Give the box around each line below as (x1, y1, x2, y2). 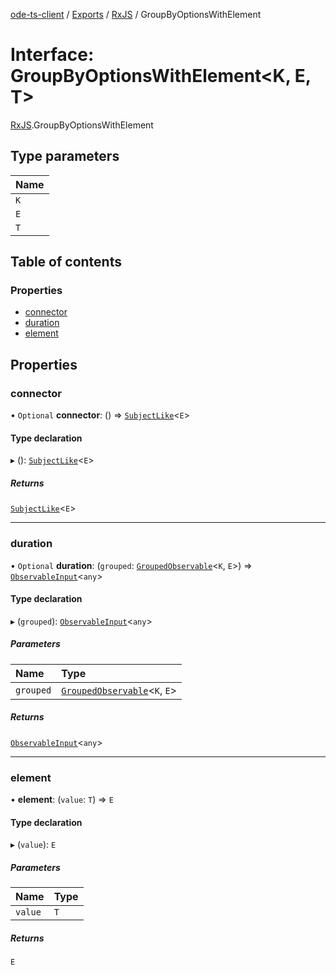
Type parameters (10, 148, 120, 165)
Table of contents (10, 254, 122, 271)
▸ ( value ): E (10, 839, 57, 851)
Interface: (10, 44, 95, 66)
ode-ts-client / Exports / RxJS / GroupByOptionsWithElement (10, 9, 262, 20)
